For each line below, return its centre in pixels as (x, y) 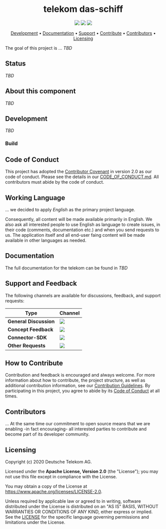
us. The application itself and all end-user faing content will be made (75, 235)
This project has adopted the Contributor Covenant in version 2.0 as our (79, 172)
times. (11, 396)
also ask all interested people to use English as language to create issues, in (83, 224)
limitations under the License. (35, 522)
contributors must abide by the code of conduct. (55, 182)
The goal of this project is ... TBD (39, 48)
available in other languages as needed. (46, 240)
